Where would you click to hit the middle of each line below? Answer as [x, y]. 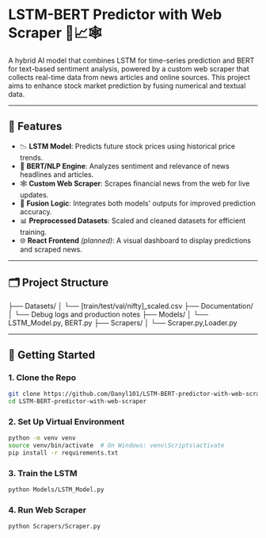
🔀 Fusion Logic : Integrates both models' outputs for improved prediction [137, 203]
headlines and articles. [57, 174]
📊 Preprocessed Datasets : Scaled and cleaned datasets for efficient [133, 221]
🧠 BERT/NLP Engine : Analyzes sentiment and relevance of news [124, 166]
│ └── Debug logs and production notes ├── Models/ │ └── [108, 314]
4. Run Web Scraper [47, 510]
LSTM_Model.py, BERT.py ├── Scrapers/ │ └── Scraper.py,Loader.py [123, 322]
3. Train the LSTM [43, 473]
